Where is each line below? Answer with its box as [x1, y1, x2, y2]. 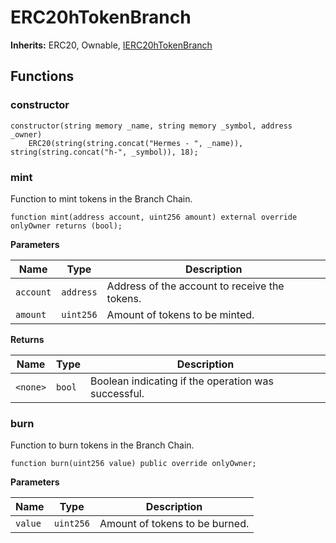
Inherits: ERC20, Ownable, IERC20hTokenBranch [10, 39, 213, 51]
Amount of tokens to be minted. [106, 307, 255, 321]
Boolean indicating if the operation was [90, 374, 274, 388]
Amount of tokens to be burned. [99, 517, 250, 531]
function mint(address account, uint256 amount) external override [10, 212, 298, 222]
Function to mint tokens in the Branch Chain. [10, 192, 193, 205]
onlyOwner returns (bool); [10, 221, 123, 231]
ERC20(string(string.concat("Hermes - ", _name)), [28, 138, 244, 148]
